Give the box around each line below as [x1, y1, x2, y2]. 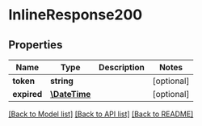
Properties [8, 38, 63, 52]
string [49, 75, 74, 86]
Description [98, 62, 145, 73]
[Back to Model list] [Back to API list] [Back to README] [8, 109, 194, 119]
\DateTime [49, 89, 91, 99]
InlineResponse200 [8, 6, 143, 24]
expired [12, 89, 43, 99]
